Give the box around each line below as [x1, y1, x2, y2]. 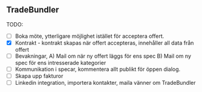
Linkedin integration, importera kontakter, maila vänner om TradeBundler [15, 79, 196, 87]
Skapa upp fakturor [15, 72, 64, 80]
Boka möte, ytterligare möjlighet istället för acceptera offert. [15, 32, 165, 40]
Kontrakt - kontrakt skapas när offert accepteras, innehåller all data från [15, 39, 194, 46]
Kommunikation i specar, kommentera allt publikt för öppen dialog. [15, 66, 181, 73]
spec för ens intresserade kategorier [15, 60, 106, 66]
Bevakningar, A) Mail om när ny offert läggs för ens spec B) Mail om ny [15, 52, 192, 60]
